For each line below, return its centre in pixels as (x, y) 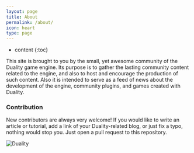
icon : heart (20, 28)
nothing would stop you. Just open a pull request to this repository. (87, 133)
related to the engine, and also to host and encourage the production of (92, 74)
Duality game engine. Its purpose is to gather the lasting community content (98, 67)
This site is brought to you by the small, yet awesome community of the (92, 61)
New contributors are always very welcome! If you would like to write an (93, 120)
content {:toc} (31, 50)
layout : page (22, 11)
